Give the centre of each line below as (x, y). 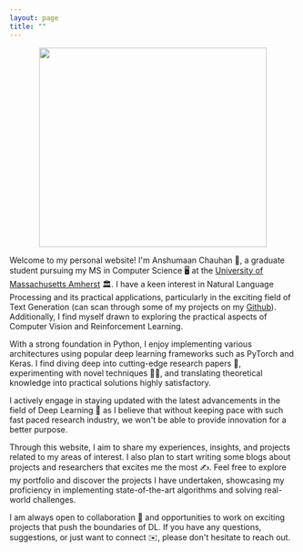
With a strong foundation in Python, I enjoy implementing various (131, 344)
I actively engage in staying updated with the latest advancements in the (145, 400)
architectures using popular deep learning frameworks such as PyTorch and (151, 353)
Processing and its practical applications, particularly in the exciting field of (150, 297)
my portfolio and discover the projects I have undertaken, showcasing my (147, 480)
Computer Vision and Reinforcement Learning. (96, 326)
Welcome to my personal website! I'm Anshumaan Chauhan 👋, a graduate (147, 260)
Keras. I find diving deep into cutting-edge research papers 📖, (126, 363)
